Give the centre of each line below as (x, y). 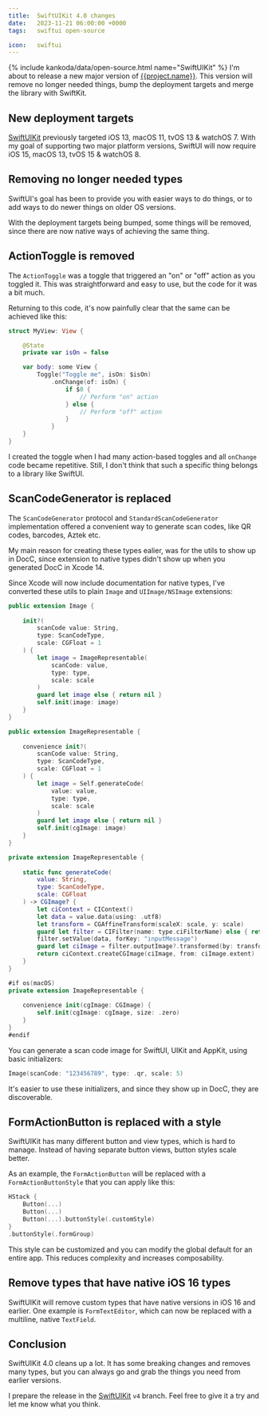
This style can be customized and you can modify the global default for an (130, 1249)
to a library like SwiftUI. (46, 473)
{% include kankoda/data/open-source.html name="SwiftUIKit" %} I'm (124, 68)
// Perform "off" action (120, 412)
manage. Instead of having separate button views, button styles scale (122, 1150)
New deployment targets (71, 118)
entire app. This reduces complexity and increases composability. (116, 1257)
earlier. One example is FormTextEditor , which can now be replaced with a (130, 1311)
